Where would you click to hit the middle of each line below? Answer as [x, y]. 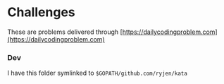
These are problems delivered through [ [65, 32]
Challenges [41, 12]
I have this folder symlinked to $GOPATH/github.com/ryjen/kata [98, 73]
